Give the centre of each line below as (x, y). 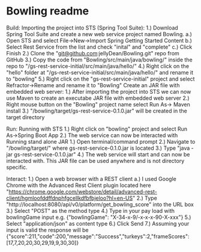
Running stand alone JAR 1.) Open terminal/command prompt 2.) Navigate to (101, 141)
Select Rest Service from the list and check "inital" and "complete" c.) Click (99, 47)
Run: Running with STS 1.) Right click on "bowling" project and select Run (97, 129)
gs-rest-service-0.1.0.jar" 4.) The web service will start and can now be (102, 154)
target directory (25, 117)
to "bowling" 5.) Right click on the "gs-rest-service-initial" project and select (100, 79)
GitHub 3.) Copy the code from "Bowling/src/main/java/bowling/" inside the (100, 60)
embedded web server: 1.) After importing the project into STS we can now (99, 91)
